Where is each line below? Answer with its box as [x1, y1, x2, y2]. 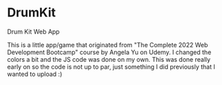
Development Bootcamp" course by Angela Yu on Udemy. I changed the [7, 48, 212, 56]
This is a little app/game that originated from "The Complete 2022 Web [7, 40, 208, 49]
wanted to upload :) [7, 70, 63, 78]
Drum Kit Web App [7, 27, 60, 36]
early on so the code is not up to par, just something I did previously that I [7, 62, 215, 71]
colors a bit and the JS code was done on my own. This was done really [7, 55, 211, 63]
